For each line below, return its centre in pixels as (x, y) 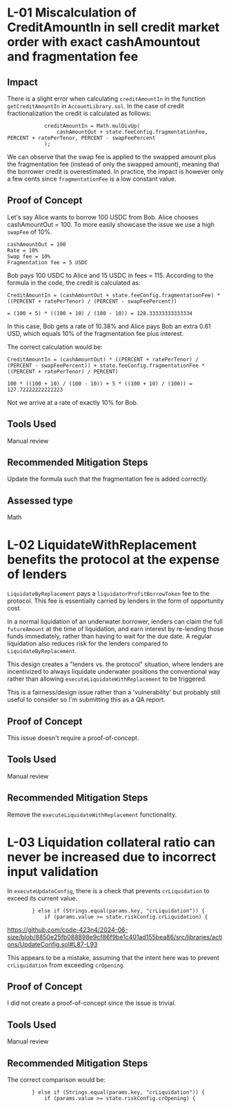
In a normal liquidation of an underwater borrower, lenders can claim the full (115, 621)
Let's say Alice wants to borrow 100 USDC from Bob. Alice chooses (103, 217)
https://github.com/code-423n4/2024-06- (68, 930)
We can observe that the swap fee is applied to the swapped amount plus (112, 157)
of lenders (37, 575)
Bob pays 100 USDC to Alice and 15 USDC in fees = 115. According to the (110, 275)
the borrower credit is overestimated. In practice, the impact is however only (115, 171)
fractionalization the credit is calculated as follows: (79, 113)
